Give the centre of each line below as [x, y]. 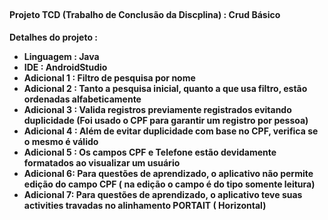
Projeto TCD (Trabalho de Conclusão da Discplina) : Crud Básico [145, 14]
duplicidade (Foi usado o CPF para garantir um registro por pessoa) [166, 121]
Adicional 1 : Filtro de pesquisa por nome [109, 78]
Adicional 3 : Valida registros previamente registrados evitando [157, 110]
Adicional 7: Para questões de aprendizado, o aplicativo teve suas [163, 195]
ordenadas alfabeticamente [82, 99]
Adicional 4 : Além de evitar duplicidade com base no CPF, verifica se [171, 131]
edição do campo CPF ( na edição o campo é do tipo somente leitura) [169, 184]
